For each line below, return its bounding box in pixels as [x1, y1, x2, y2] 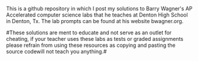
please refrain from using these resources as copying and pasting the [6, 41, 176, 49]
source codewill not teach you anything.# [6, 48, 107, 55]
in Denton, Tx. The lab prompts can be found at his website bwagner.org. [6, 18, 184, 24]
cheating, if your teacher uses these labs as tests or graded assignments [6, 36, 184, 42]
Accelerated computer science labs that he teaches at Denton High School [6, 11, 188, 18]
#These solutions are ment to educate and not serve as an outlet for [6, 29, 172, 36]
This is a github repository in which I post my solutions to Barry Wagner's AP [6, 5, 193, 12]
